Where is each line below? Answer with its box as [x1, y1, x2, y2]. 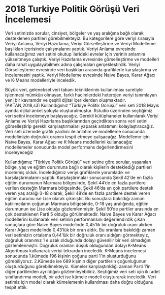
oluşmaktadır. [99, 97, 127, 103]
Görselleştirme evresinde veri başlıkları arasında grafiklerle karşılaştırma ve [5, 66, 158, 72]
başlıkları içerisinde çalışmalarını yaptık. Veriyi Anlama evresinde [5, 46, 136, 52]
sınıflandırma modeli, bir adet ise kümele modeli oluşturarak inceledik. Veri [5, 274, 156, 280]
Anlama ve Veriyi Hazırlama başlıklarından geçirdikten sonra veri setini [5, 118, 148, 124]
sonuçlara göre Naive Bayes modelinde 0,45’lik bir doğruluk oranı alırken [5, 221, 153, 227]
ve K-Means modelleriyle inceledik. [5, 77, 76, 83]
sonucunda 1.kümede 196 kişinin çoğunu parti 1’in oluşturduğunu [5, 253, 136, 259]
